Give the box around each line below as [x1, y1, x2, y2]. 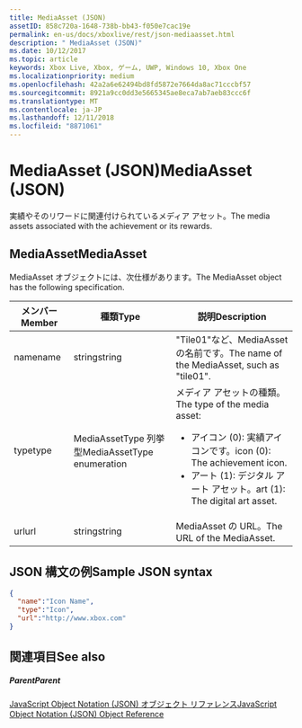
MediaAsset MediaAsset [9, 246, 147, 262]
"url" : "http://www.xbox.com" [17, 614, 127, 623]
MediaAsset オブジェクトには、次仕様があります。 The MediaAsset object [9, 271, 282, 282]
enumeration [73, 457, 128, 470]
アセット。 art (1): [210, 483, 286, 495]
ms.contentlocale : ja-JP [9, 105, 102, 114]
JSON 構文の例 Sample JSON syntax [9, 564, 213, 580]
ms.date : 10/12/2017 [9, 47, 87, 56]
